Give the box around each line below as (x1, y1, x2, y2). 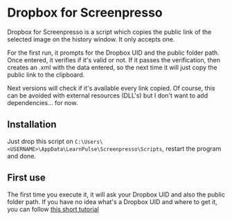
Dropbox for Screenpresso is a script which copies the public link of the (7, 28, 212, 36)
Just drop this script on (7, 137, 74, 145)
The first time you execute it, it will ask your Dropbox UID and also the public (7, 190, 225, 199)
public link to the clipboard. (7, 71, 85, 79)
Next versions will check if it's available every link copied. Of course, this (7, 84, 215, 92)
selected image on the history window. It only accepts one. (7, 35, 175, 43)
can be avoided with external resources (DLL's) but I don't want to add (7, 91, 208, 100)
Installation (7, 119, 57, 131)
